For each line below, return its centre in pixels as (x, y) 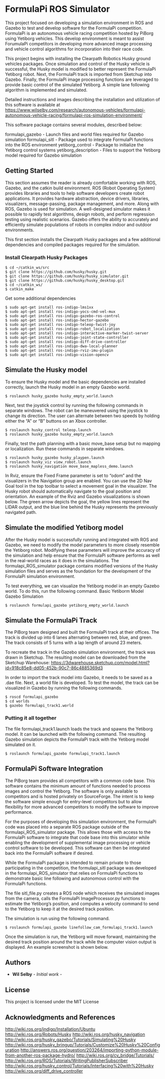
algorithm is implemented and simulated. (46, 90)
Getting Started (29, 171)
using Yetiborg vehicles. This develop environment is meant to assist (75, 38)
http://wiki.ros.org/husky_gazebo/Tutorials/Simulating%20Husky (71, 1040)
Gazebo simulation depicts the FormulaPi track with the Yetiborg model (77, 739)
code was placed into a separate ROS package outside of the (67, 827)
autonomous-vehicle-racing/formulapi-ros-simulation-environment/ (74, 115)
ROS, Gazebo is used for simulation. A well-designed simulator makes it (78, 209)
